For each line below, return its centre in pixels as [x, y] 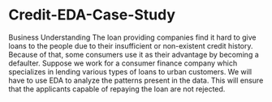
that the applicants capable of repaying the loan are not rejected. [117, 89]
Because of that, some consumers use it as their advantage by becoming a [134, 54]
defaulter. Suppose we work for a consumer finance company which [123, 63]
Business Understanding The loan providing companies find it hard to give [132, 37]
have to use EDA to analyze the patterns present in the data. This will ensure [136, 80]
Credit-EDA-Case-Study [92, 15]
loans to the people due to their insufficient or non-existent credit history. [131, 45]
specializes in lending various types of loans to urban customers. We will [130, 71]
